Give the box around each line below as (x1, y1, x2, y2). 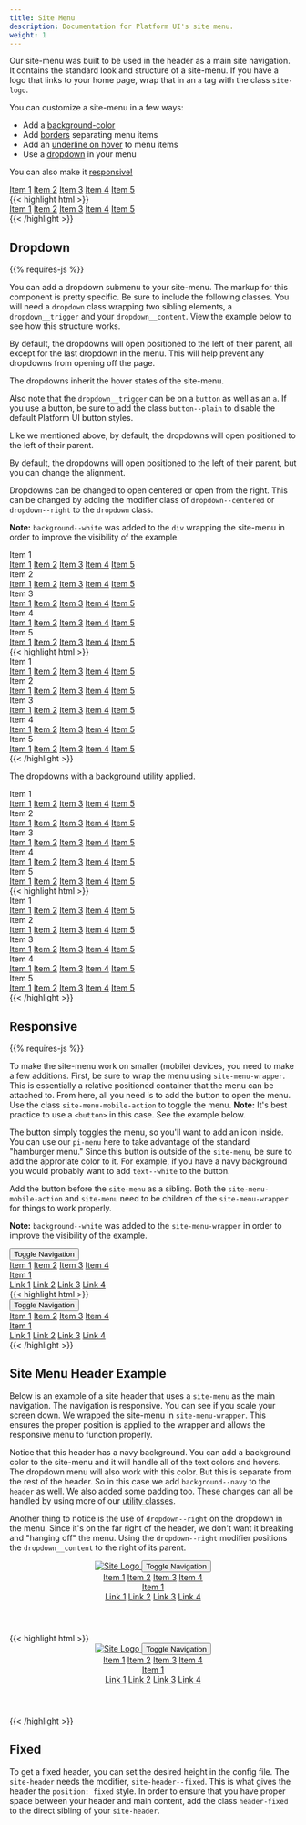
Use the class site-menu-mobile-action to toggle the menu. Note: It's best (9, 1099, 288, 1110)
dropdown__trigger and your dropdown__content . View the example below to (9, 311, 291, 322)
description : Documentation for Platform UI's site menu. (9, 22, 234, 31)
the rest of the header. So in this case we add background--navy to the (9, 1475, 271, 1486)
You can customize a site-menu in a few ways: (9, 102, 184, 113)
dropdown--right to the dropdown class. (9, 504, 154, 516)
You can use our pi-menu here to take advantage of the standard (9, 1137, 250, 1147)
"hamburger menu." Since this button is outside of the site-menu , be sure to (9, 1147, 293, 1157)
